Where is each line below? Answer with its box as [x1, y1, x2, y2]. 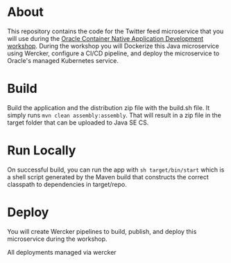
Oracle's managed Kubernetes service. [7, 56, 119, 64]
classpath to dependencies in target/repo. [7, 180, 127, 188]
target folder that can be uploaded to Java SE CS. [7, 118, 149, 127]
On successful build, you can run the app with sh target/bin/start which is [7, 165, 225, 174]
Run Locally [7, 143, 76, 158]
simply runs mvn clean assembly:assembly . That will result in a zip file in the [7, 111, 222, 119]
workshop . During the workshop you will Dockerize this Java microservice [7, 42, 220, 50]
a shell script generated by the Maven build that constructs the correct [7, 172, 209, 181]
